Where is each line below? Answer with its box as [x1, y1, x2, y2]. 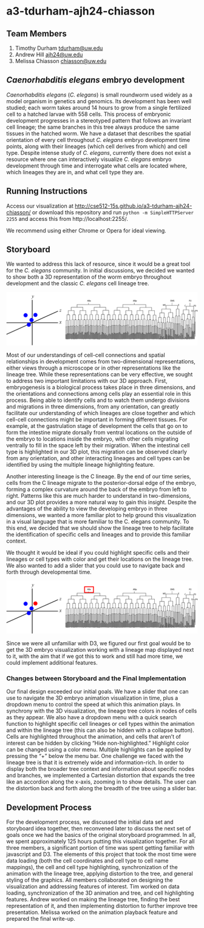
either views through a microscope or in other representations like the [6, 364, 181, 371]
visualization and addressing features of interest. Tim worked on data [6, 883, 180, 890]
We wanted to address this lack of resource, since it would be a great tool [6, 260, 191, 268]
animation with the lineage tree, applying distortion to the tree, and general [6, 870, 193, 878]
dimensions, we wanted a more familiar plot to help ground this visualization [6, 511, 196, 518]
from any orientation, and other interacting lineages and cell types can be [6, 454, 190, 462]
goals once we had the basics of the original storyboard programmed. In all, [6, 831, 196, 839]
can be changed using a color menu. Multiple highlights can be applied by [6, 746, 191, 753]
